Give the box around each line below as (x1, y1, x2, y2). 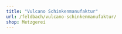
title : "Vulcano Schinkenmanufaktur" (6, 8, 99, 14)
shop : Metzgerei (6, 19, 46, 25)
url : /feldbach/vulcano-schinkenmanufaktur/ (6, 14, 117, 20)
